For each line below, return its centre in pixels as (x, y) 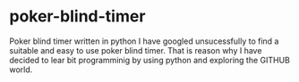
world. (21, 70)
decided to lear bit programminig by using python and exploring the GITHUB (150, 60)
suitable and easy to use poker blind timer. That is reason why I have (136, 50)
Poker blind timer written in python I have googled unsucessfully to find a (144, 41)
